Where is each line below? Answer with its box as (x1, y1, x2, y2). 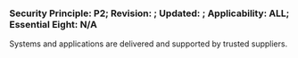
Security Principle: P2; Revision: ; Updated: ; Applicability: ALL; (9, 7, 290, 20)
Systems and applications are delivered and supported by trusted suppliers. (9, 38, 288, 49)
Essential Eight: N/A (9, 18, 98, 30)
